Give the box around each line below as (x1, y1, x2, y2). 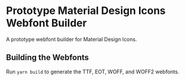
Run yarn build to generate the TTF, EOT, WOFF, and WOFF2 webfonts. (6, 68, 180, 75)
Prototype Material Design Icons (6, 4, 166, 17)
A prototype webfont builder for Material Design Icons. (6, 36, 137, 43)
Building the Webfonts (6, 52, 89, 62)
